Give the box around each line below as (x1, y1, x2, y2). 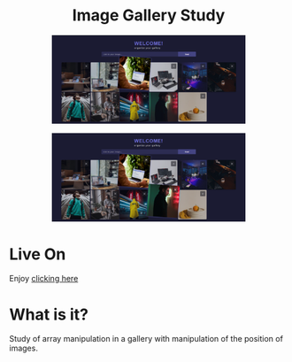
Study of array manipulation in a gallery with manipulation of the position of (9, 334, 283, 344)
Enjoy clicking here (9, 273, 79, 284)
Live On (9, 244, 66, 264)
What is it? (9, 304, 89, 324)
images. (9, 343, 38, 354)
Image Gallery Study (72, 5, 226, 26)
